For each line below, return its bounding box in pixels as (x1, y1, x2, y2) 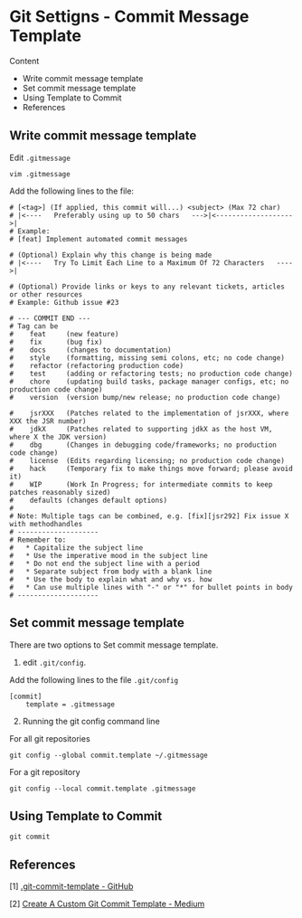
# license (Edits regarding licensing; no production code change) (9, 456, 285, 465)
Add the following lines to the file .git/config (9, 674, 179, 685)
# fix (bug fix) (9, 337, 103, 346)
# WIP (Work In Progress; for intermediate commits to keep (9, 479, 273, 489)
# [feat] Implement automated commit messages (9, 234, 188, 243)
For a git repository (9, 766, 80, 777)
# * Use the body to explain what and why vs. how (9, 574, 212, 584)
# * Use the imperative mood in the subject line (9, 551, 208, 560)
